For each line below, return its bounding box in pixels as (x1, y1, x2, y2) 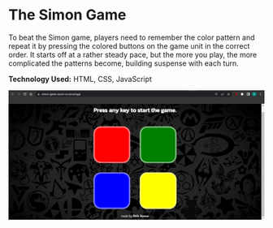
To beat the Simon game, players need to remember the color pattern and (8, 32, 255, 42)
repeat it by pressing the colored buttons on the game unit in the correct (8, 41, 250, 50)
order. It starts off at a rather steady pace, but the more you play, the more (8, 49, 258, 59)
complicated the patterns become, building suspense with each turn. (8, 58, 240, 68)
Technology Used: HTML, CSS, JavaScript (8, 74, 153, 84)
